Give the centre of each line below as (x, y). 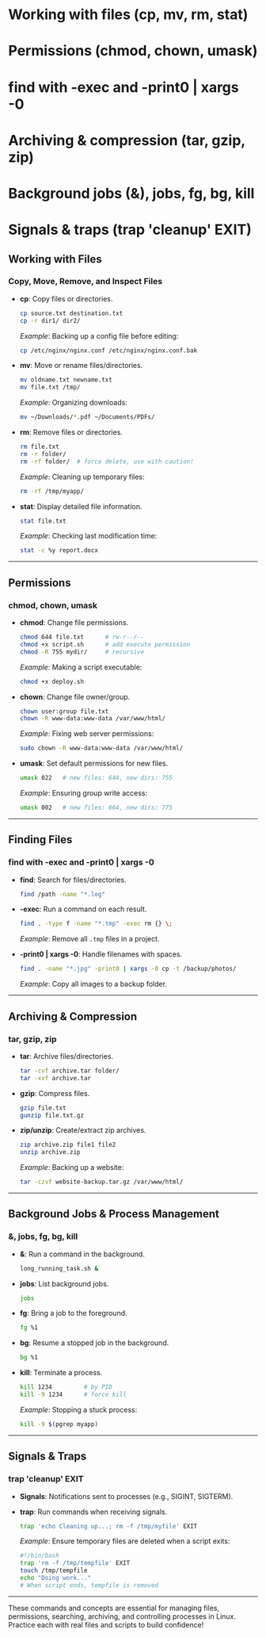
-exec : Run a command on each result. (83, 909)
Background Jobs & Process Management (114, 1214)
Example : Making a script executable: (81, 667)
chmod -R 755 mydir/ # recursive (82, 652)
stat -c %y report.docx (59, 550)
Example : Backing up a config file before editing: (99, 335)
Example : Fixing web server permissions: (87, 734)
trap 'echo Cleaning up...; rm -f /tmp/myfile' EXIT (108, 1526)
